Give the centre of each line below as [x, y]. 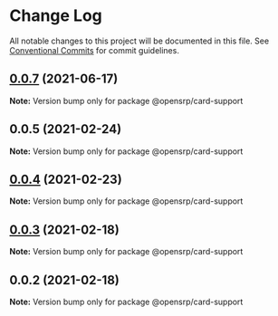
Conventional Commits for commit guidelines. [94, 50]
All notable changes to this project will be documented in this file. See [139, 41]
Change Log [56, 16]
